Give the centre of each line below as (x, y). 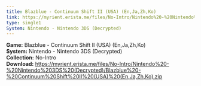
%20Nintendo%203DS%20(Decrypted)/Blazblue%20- (74, 70)
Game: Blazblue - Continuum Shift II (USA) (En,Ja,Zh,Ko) (76, 45)
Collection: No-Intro (31, 58)
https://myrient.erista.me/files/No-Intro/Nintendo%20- (102, 64)
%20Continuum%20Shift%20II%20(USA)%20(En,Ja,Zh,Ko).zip (84, 77)
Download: (20, 64)
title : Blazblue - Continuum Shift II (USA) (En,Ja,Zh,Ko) (81, 12)
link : (13, 17)
